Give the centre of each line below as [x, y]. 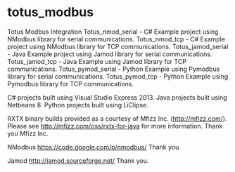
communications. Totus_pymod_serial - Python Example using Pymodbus [114, 69]
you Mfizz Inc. [28, 133]
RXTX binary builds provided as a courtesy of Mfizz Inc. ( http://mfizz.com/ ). [117, 118]
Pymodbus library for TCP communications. [71, 84]
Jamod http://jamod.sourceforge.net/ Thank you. [78, 160]
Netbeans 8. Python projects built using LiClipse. [78, 105]
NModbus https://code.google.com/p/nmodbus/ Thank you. [94, 147]
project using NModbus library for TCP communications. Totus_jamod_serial [118, 46]
